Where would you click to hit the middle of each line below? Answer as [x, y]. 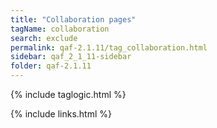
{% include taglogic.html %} [68, 94]
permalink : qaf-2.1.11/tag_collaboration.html [109, 47]
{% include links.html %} [61, 114]
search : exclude [44, 38]
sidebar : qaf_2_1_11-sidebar [71, 57]
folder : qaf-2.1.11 [51, 66]
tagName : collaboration [60, 29]
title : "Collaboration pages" [73, 19]
